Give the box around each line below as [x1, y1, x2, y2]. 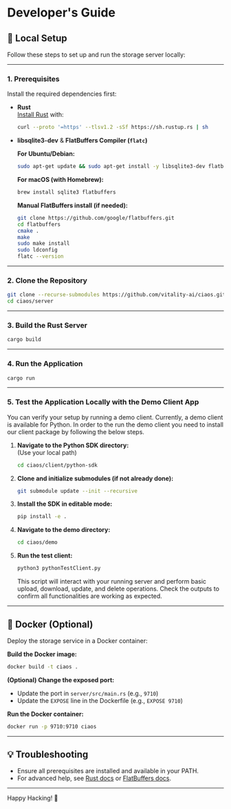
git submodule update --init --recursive [16, 487, 138, 494]
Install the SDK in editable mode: [16, 500, 113, 508]
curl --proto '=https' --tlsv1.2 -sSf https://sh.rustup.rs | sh [16, 124, 208, 131]
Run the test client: [16, 551, 73, 560]
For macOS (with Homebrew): [16, 176, 104, 184]
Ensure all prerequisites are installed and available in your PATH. [16, 767, 199, 775]
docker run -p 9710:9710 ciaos [7, 723, 97, 730]
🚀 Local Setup [7, 32, 67, 44]
